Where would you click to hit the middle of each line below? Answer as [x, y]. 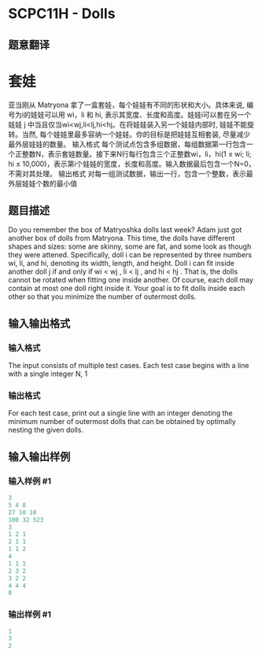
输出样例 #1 [30, 614]
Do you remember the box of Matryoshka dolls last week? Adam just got [125, 230]
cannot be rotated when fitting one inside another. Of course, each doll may [131, 280]
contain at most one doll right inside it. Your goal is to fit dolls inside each [127, 289]
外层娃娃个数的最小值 [42, 183]
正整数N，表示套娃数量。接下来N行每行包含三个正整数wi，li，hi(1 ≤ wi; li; [133, 153]
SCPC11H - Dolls [62, 14]
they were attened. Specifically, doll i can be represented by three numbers [130, 255]
